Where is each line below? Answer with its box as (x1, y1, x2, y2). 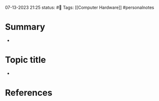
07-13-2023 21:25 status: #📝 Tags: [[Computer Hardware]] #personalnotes (5, 5, 154, 10)
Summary (5, 22, 45, 32)
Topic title (5, 55, 46, 65)
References (5, 87, 52, 99)
